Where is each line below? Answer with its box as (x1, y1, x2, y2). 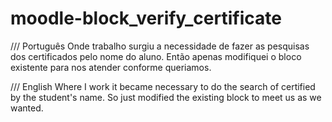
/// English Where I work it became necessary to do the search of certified (10, 80, 316, 92)
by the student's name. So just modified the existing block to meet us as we (10, 91, 322, 103)
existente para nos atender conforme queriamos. (10, 61, 212, 73)
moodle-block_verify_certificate (10, 7, 282, 30)
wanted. (10, 102, 44, 114)
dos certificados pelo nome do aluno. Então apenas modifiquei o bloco (10, 50, 302, 62)
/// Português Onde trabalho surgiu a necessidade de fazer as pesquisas (10, 40, 310, 52)
